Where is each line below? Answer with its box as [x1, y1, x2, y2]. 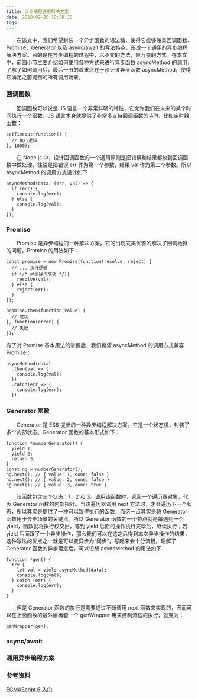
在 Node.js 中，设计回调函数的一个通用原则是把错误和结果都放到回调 [16, 153, 183, 161]
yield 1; [11, 445, 33, 452]
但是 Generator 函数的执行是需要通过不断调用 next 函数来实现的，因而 [16, 604, 187, 611]
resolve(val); [17, 276, 51, 282]
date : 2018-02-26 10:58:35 [6, 14, 73, 20]
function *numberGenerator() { [6, 441, 83, 447]
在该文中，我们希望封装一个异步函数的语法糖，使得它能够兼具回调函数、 [16, 37, 193, 44]
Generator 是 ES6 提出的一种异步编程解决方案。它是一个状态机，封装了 [16, 421, 190, 428]
